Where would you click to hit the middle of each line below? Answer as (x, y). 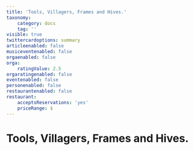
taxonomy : (19, 18)
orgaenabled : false (31, 57)
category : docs (37, 23)
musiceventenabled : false (39, 52)
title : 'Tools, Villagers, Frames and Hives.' (66, 12)
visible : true (24, 35)
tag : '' (27, 29)
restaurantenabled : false (39, 91)
